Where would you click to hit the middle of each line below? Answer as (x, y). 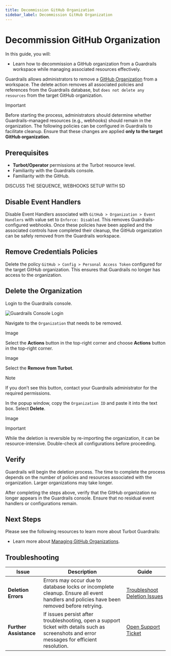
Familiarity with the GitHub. (41, 176)
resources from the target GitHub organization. (54, 95)
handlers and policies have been (82, 599)
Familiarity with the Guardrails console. (53, 171)
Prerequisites (27, 153)
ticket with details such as (74, 627)
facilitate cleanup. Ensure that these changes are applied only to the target (84, 132)
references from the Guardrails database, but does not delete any (75, 90)
